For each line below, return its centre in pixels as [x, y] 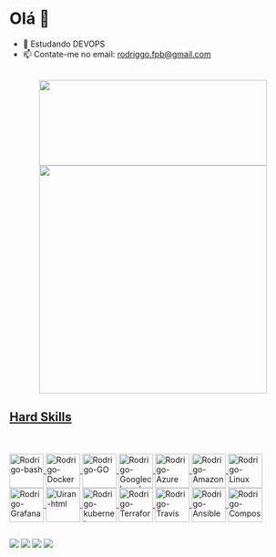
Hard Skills [41, 417]
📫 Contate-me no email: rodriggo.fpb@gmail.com [117, 54]
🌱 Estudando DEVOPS [64, 44]
